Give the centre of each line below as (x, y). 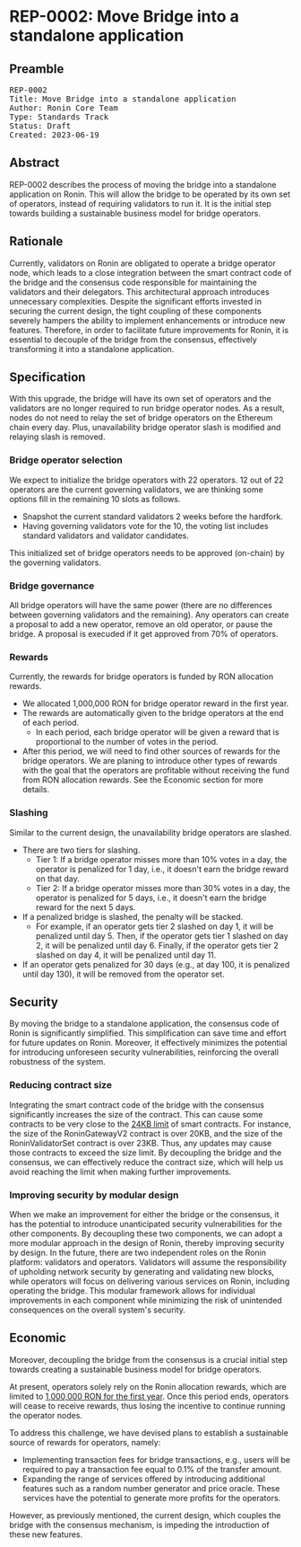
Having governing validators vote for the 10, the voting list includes (145, 526)
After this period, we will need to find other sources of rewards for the (151, 751)
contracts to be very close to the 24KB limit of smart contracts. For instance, (150, 1124)
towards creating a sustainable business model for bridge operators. (136, 1369)
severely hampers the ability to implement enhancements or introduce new (147, 320)
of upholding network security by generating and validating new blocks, (142, 1272)
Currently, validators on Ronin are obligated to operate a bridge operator (142, 263)
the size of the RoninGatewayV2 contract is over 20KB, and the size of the (146, 1133)
